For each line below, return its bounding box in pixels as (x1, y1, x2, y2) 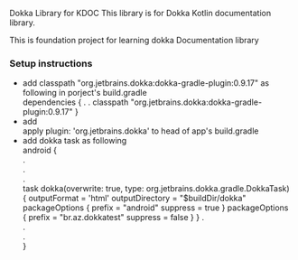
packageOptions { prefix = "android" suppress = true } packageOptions (22, 202, 289, 213)
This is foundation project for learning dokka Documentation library (9, 35, 259, 45)
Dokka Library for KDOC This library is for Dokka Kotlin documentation (9, 8, 272, 18)
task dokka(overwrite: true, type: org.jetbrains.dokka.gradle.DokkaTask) (22, 183, 291, 194)
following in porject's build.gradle (22, 88, 147, 98)
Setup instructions (9, 57, 93, 70)
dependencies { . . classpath (22, 97, 129, 107)
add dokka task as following (22, 135, 127, 146)
